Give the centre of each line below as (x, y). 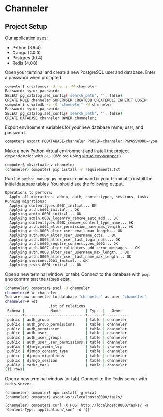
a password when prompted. (34, 78)
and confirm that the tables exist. (38, 279)
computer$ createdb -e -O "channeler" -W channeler (58, 104)
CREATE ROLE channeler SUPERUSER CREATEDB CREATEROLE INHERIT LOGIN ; (77, 100)
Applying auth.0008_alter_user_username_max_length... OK (69, 252)
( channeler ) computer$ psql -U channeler (48, 288)
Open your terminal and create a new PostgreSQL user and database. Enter (80, 72)
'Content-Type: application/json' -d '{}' (49, 410)
